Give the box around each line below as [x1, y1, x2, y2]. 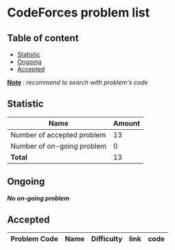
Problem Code [10, 234, 58, 244]
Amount [113, 118, 141, 128]
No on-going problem [7, 194, 70, 202]
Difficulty [91, 234, 123, 244]
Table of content [7, 32, 79, 44]
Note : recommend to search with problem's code [7, 78, 149, 87]
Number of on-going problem [10, 141, 107, 150]
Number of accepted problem [10, 130, 106, 139]
